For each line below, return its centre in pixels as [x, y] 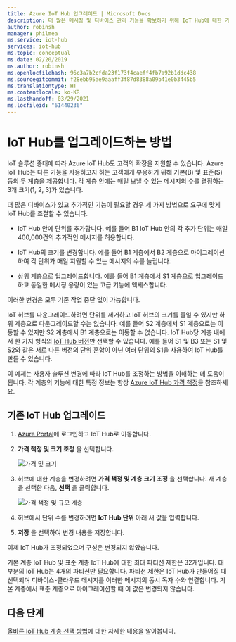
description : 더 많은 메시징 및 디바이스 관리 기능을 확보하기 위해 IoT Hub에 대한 [115, 20]
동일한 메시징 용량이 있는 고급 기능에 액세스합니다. [99, 284]
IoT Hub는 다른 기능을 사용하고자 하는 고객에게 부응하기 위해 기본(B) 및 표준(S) [115, 172]
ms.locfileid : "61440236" [45, 106]
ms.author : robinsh [36, 66]
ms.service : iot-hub [38, 40]
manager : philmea [33, 33]
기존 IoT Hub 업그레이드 [57, 416]
